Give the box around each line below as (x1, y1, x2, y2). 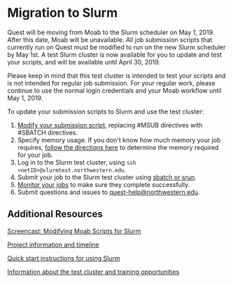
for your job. (17, 151, 54, 159)
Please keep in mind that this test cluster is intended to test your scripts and (7, 71, 226, 80)
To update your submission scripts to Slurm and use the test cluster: (7, 107, 204, 116)
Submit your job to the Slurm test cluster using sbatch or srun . (17, 173, 197, 181)
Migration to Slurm (7, 5, 118, 21)
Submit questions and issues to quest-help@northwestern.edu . (17, 188, 200, 196)
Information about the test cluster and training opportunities (7, 268, 180, 276)
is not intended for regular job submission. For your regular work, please (7, 78, 216, 87)
